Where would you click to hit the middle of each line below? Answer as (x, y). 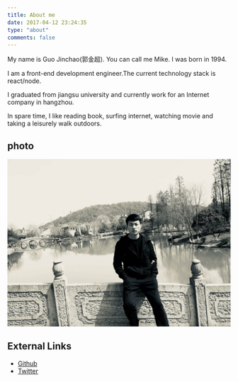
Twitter (28, 371)
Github (27, 363)
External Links (40, 346)
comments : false (31, 38)
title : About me (31, 15)
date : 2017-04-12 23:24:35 (47, 22)
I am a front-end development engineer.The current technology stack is (112, 74)
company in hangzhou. (41, 102)
